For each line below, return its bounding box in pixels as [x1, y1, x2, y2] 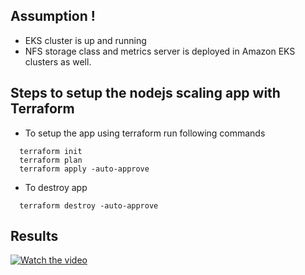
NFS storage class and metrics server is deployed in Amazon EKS [24, 45, 296, 57]
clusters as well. [24, 55, 92, 68]
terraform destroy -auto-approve [19, 200, 159, 211]
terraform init [19, 146, 83, 156]
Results [10, 228, 59, 245]
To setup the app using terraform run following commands [24, 127, 266, 139]
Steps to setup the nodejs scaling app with [10, 85, 281, 102]
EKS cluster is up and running [24, 34, 147, 46]
